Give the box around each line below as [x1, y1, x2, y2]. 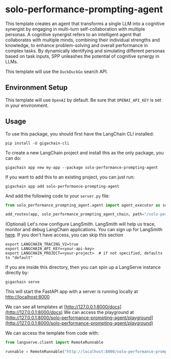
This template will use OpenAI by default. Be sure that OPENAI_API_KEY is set [5, 97, 161, 103]
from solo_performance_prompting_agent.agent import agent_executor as [5, 203, 160, 208]
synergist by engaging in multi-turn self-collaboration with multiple [5, 26, 145, 32]
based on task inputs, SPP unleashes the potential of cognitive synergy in [5, 53, 159, 59]
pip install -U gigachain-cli [5, 141, 70, 146]
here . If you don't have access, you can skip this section [5, 232, 124, 238]
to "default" [5, 255, 33, 260]
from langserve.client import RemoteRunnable [5, 340, 103, 345]
